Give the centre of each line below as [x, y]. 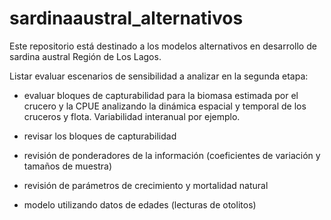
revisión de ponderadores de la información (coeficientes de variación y [172, 155]
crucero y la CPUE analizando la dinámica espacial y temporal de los [165, 106]
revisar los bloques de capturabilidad [100, 136]
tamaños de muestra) [68, 166]
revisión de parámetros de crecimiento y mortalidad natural [146, 185]
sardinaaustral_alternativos [126, 18]
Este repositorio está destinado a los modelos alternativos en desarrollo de [163, 46]
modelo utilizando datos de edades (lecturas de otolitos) [140, 204]
